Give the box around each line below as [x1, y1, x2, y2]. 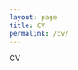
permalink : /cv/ [9, 29, 69, 38]
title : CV [9, 21, 46, 30]
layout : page [9, 12, 58, 22]
